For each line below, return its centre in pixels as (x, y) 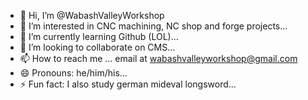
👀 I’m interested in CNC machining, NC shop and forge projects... (153, 26)
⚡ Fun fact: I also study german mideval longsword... (128, 84)
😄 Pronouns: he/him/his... (73, 73)
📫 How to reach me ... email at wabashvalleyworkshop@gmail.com (158, 58)
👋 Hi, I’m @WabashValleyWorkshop (92, 15)
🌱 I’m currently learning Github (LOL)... (99, 36)
